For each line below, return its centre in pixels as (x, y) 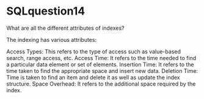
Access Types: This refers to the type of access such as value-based (94, 51)
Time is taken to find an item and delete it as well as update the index (93, 77)
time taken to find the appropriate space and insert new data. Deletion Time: (102, 70)
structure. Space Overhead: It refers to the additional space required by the (101, 84)
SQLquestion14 (46, 11)
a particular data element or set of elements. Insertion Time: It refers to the (100, 64)
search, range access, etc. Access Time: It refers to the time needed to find (101, 58)
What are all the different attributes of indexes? (65, 28)
